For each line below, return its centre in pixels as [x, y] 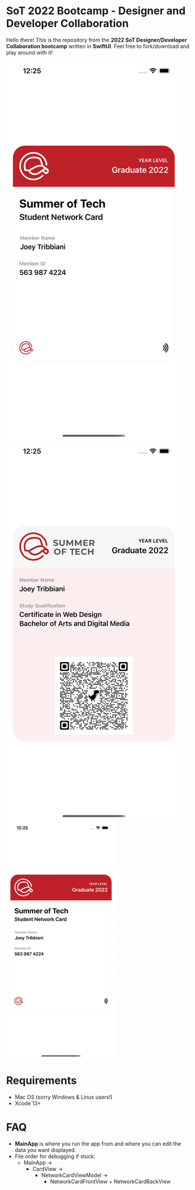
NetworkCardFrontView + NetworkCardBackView [110, 1181]
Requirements [41, 1081]
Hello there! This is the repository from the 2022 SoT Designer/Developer [97, 40]
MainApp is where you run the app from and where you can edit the [98, 1143]
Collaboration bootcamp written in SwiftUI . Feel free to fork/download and [98, 46]
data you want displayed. [45, 1150]
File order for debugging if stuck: [55, 1156]
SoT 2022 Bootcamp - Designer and [96, 11]
